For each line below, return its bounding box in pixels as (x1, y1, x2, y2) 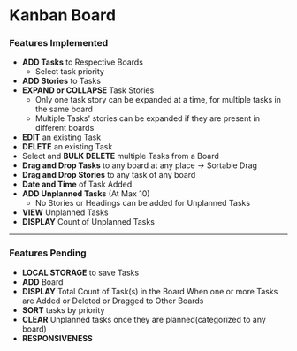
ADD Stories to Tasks (21, 76, 102, 87)
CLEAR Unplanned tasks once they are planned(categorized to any (21, 314, 267, 324)
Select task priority (34, 66, 104, 77)
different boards (34, 123, 95, 134)
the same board (34, 103, 93, 115)
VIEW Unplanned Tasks (21, 207, 109, 217)
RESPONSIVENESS (21, 332, 93, 343)
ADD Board (21, 276, 64, 287)
